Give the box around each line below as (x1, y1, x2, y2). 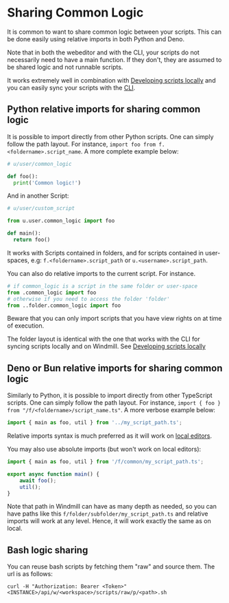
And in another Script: (7, 191, 69, 200)
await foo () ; (19, 477, 57, 484)
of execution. (7, 321, 45, 330)
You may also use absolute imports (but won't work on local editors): (7, 445, 202, 454)
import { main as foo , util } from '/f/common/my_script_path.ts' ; (7, 458, 204, 465)
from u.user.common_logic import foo (7, 218, 115, 224)
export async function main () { (7, 470, 99, 478)
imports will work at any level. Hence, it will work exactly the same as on (7, 517, 211, 525)
